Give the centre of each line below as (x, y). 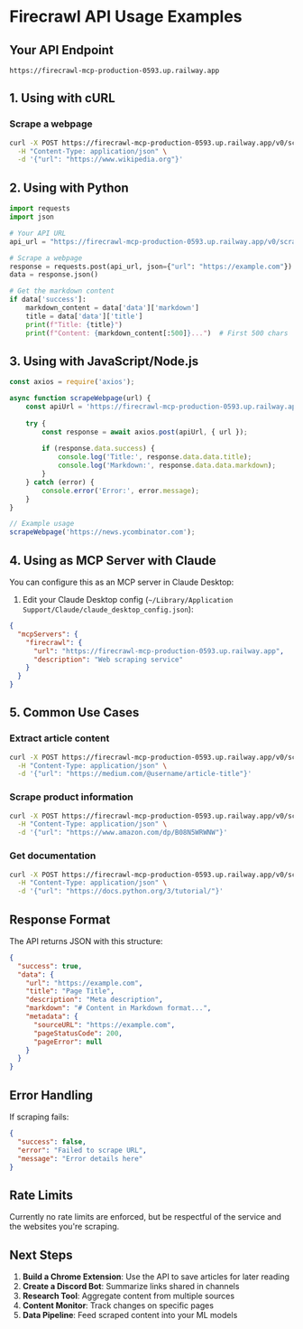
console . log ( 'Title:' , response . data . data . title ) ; (155, 457)
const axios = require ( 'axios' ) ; (72, 382)
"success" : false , (52, 1142)
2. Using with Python (69, 187)
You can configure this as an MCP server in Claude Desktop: (122, 582)
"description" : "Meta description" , (95, 1000)
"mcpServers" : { (48, 634)
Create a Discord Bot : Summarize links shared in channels (131, 1287)
